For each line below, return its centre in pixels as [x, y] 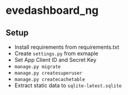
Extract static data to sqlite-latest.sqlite [68, 85]
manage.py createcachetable [50, 79]
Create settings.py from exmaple [56, 54]
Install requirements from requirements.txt [67, 47]
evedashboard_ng [52, 11]
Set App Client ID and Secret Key [56, 60]
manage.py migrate [37, 67]
